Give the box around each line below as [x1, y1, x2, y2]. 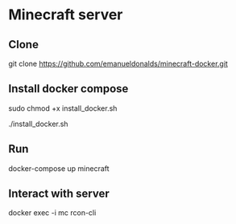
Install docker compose [8, 82, 129, 96]
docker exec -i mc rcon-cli [8, 208, 97, 218]
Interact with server [8, 187, 110, 201]
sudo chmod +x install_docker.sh [8, 103, 118, 113]
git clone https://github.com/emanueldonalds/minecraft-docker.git [8, 59, 228, 68]
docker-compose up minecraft [8, 163, 110, 173]
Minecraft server [8, 6, 123, 24]
